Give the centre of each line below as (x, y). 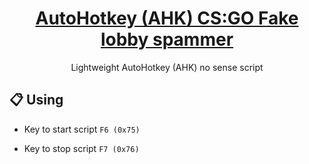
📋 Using (36, 100)
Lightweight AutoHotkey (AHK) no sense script (167, 67)
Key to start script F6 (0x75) (82, 129)
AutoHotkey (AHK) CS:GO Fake (167, 18)
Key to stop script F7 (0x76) (81, 148)
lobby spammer (167, 39)
